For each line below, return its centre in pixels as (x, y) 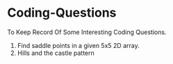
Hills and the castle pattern (56, 53)
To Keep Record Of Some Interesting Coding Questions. (87, 32)
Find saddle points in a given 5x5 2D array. (79, 45)
